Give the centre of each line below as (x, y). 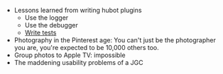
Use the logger (47, 18)
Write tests (40, 32)
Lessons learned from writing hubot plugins (78, 10)
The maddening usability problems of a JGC (78, 62)
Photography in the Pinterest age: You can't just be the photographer (115, 40)
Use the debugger (51, 25)
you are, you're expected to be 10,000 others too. (86, 48)
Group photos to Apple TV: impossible (70, 55)
